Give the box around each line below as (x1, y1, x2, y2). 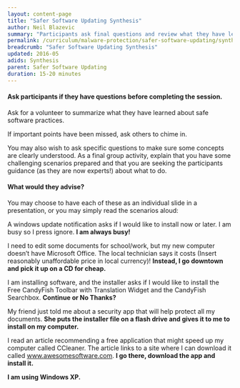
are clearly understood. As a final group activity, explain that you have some (7, 151, 231, 159)
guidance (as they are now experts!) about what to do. (7, 166, 167, 175)
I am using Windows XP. (7, 372, 81, 381)
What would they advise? (7, 183, 84, 191)
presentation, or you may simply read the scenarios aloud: (7, 206, 179, 214)
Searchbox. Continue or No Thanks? (7, 293, 116, 302)
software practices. (7, 116, 64, 124)
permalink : (7, 37, 40, 44)
